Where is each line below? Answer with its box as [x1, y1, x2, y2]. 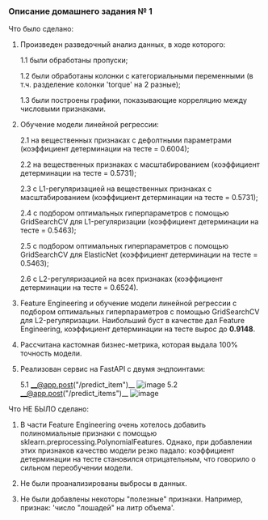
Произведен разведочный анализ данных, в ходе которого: [19, 40, 226, 49]
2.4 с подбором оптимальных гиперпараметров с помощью [19, 208, 229, 218]
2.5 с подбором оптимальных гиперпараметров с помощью [19, 241, 228, 251]
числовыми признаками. [19, 104, 107, 114]
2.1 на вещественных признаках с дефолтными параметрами [19, 135, 232, 145]
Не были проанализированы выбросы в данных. [19, 479, 187, 488]
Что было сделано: [8, 24, 74, 34]
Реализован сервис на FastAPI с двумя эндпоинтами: [19, 364, 206, 374]
